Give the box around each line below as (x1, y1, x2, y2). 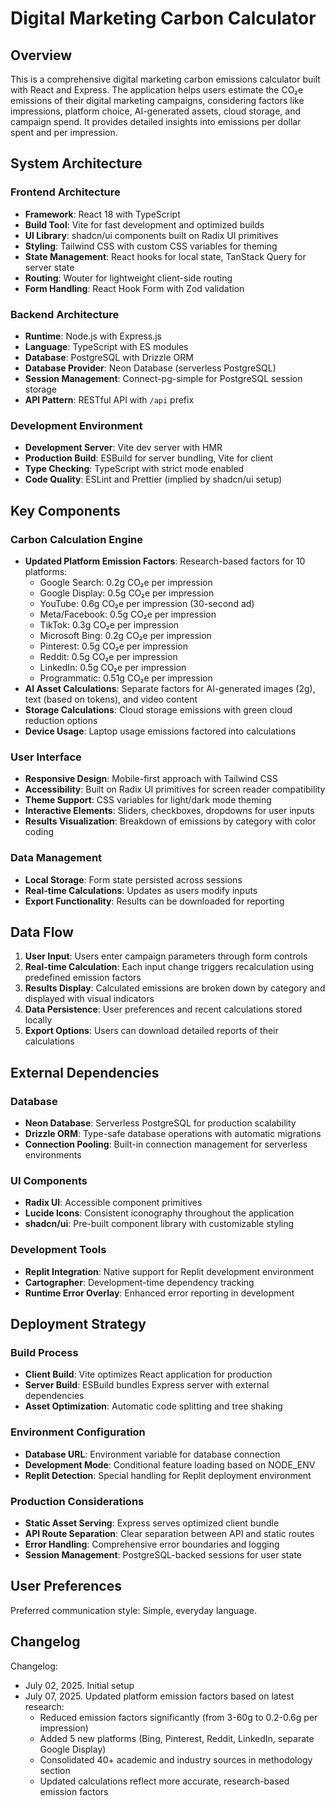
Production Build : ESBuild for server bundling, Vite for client (24, 452, 274, 464)
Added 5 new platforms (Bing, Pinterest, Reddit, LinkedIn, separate (39, 1732, 315, 1744)
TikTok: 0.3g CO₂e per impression (39, 618, 180, 631)
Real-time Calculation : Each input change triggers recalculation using (24, 961, 315, 973)
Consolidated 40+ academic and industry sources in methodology (39, 1753, 313, 1766)
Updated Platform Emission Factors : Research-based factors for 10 (24, 555, 306, 567)
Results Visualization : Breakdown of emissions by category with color (24, 815, 317, 827)
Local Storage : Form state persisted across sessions (24, 873, 243, 886)
